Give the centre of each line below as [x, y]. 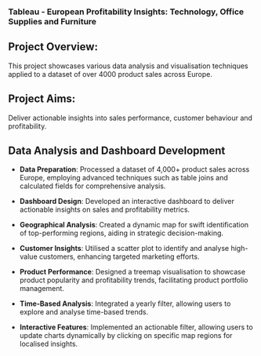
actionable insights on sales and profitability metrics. [105, 209]
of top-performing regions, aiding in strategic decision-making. [121, 233]
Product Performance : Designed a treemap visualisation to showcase [132, 272]
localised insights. [49, 344]
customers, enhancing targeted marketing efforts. [119, 256]
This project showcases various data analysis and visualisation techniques [128, 66]
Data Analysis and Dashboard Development [117, 150]
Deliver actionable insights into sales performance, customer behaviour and [130, 118]
